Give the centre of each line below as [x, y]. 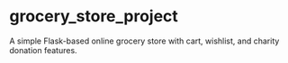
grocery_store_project [94, 16]
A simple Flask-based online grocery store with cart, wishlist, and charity [144, 41]
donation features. [44, 50]
